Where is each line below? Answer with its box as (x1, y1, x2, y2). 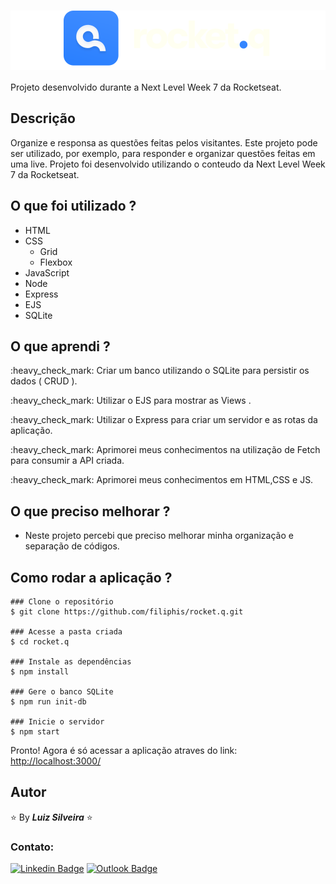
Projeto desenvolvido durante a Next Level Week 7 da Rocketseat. (10, 81, 282, 93)
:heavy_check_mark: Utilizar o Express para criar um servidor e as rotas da (10, 414, 318, 426)
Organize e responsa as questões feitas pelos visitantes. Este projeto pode (10, 136, 318, 149)
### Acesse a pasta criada (10, 627, 123, 637)
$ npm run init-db (10, 697, 87, 707)
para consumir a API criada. (10, 455, 125, 467)
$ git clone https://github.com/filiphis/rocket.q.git (10, 607, 244, 617)
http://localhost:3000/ (10, 755, 102, 767)
